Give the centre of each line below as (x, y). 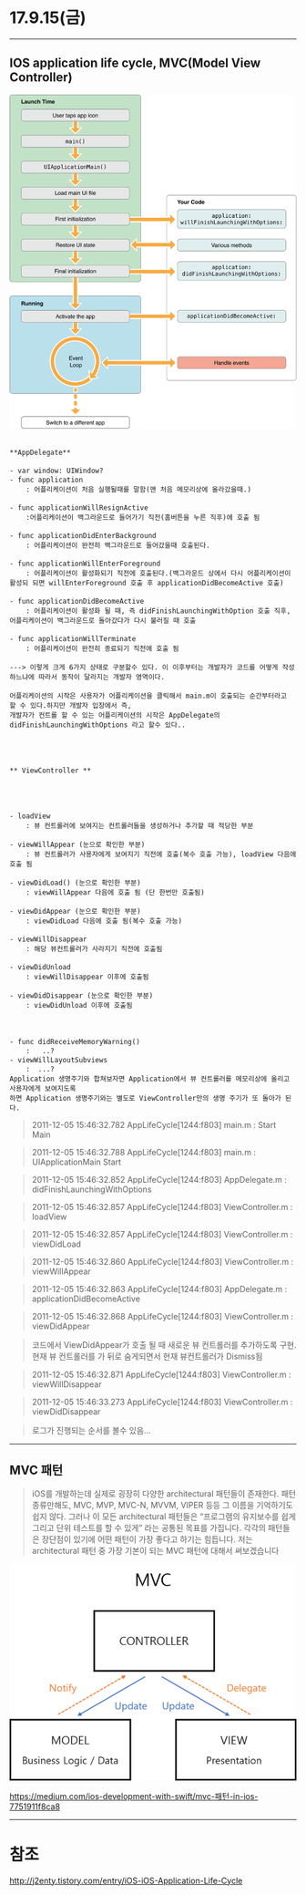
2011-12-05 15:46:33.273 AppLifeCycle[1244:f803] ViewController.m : (162, 1402)
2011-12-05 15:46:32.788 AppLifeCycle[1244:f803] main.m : (144, 1152)
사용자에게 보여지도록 (43, 1088)
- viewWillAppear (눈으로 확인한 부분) (77, 844)
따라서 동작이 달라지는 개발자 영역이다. (102, 677)
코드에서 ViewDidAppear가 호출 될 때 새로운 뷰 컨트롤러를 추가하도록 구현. (164, 1344)
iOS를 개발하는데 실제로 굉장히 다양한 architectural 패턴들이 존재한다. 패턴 (163, 1494)
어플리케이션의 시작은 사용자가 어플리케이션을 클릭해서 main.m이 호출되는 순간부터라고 (148, 696)
